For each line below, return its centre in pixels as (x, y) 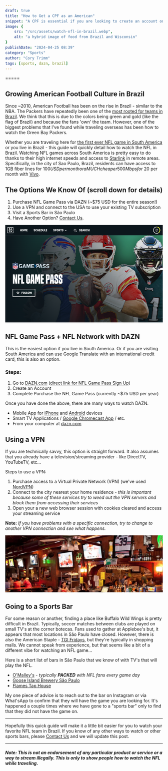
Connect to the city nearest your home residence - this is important (82, 492)
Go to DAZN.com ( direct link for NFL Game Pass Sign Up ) (71, 383)
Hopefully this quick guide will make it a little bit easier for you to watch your (84, 726)
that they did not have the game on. (42, 711)
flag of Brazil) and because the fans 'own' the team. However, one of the (80, 122)
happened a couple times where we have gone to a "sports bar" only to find (83, 706)
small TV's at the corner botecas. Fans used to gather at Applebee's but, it (82, 629)
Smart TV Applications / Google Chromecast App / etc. (69, 418)
